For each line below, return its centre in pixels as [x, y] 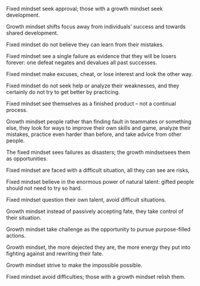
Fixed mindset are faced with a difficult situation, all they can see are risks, [98, 170]
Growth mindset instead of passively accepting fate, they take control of [95, 211]
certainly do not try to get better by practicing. [63, 92]
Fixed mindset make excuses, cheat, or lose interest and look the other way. [99, 74]
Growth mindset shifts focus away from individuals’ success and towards [96, 27]
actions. [16, 235]
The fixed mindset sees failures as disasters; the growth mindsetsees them [99, 152]
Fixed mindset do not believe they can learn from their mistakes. [85, 45]
